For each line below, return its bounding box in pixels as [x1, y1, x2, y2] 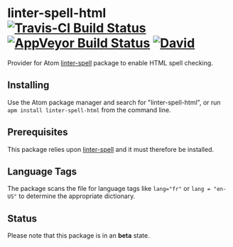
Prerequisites [7, 126, 68, 138]
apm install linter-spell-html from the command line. [7, 105, 172, 114]
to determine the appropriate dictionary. [18, 192, 136, 200]
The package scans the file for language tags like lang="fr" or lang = [7, 185, 211, 193]
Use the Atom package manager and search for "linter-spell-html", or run [7, 98, 222, 106]
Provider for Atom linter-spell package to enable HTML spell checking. [7, 58, 213, 67]
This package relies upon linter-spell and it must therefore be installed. [7, 145, 215, 153]
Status [7, 212, 38, 224]
